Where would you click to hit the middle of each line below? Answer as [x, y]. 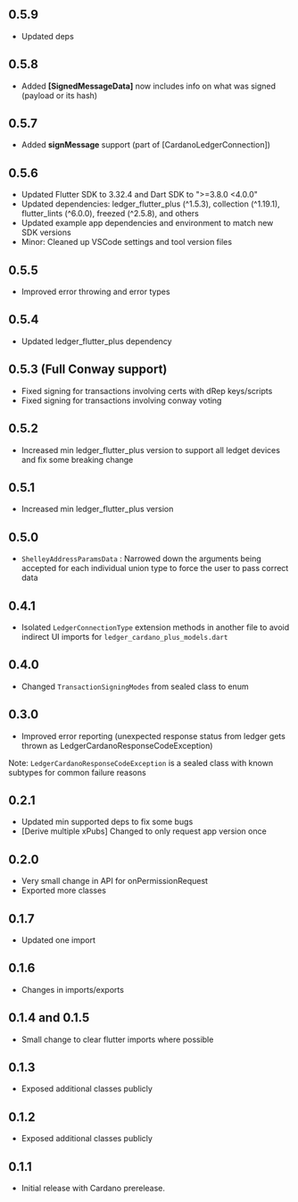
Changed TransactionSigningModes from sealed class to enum [135, 686]
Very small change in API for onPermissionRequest [115, 881]
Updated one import [58, 940]
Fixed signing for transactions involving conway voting [121, 400]
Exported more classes [63, 891]
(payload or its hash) [59, 95]
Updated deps [48, 36]
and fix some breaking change [77, 459]
